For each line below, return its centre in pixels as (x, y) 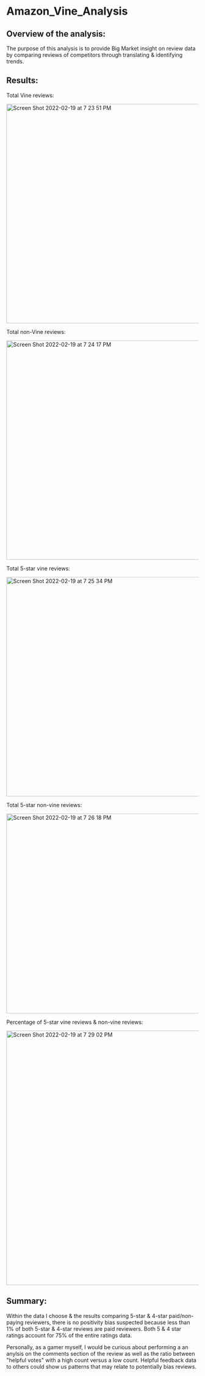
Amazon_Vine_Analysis (67, 11)
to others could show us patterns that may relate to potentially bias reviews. (102, 1366)
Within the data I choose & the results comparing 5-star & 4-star (87, 1316)
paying (15, 1322)
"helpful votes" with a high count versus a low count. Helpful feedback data (101, 1360)
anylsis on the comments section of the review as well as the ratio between (101, 1353)
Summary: (27, 1301)
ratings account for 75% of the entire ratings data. (69, 1335)
